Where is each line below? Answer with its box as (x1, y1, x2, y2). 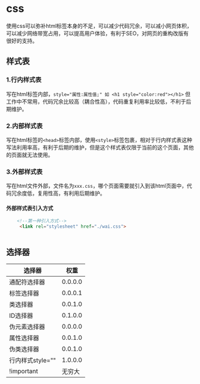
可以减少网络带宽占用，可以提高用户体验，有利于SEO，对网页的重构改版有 (6, 29, 189, 37)
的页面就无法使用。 (6, 151, 54, 158)
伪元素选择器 (9, 323, 46, 331)
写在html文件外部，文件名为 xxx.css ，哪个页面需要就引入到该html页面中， (6, 182, 187, 190)
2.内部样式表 (6, 122, 43, 130)
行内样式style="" (9, 356, 57, 364)
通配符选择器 (9, 278, 46, 286)
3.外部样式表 (6, 168, 43, 176)
